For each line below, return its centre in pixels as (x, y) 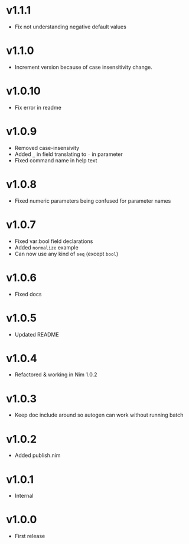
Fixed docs (28, 294)
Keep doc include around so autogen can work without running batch (99, 415)
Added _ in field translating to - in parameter (69, 154)
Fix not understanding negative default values (71, 27)
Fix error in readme (38, 107)
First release (30, 536)
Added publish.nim (38, 455)
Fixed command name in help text (56, 160)
